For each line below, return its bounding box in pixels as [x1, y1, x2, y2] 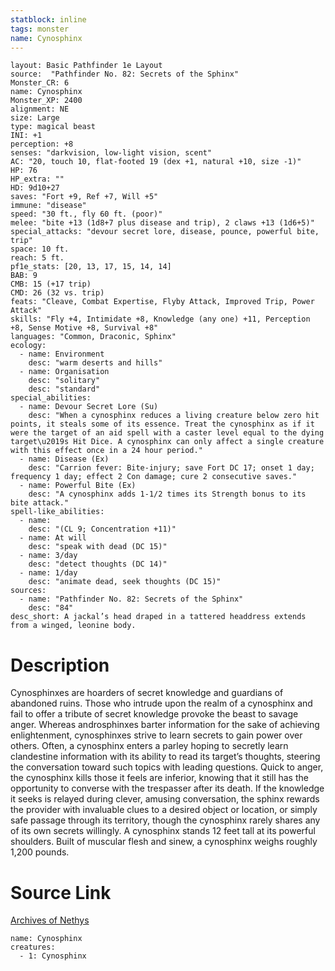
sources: [10, 586, 47, 596]
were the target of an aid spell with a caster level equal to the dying [10, 428, 325, 438]
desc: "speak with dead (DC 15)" [28, 542, 168, 552]
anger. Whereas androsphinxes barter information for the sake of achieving [10, 719, 320, 731]
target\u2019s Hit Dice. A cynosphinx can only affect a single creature [10, 437, 325, 447]
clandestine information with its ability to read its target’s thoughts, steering [10, 751, 321, 763]
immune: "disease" [10, 201, 87, 211]
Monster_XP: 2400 [10, 96, 83, 106]
